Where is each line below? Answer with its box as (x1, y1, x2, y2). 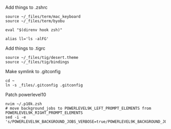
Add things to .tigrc (5, 45, 46, 51)
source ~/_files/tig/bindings (5, 59, 70, 64)
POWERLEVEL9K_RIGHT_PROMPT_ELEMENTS (5, 110, 83, 115)
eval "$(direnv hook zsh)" (5, 27, 63, 33)
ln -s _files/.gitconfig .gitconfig (5, 83, 83, 88)
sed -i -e (5, 115, 26, 120)
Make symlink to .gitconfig (5, 69, 61, 74)
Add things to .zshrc (5, 5, 48, 10)
